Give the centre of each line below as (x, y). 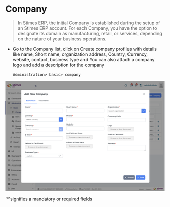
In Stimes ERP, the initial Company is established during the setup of (89, 23)
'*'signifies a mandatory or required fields (49, 199)
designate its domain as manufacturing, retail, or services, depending (90, 33)
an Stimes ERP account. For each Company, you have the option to (87, 28)
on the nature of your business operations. (62, 39)
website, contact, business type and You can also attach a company (83, 59)
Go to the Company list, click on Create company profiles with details (84, 49)
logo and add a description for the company (58, 65)
